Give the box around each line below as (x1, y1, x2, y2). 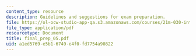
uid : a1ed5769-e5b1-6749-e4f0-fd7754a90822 (6, 41, 114, 47)
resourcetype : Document (6, 30, 64, 36)
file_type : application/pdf (6, 24, 75, 31)
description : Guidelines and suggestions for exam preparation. (6, 14, 166, 20)
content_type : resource (6, 8, 64, 15)
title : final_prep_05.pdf (6, 36, 69, 41)
